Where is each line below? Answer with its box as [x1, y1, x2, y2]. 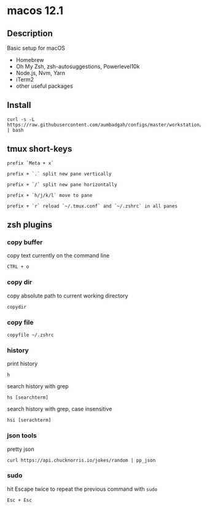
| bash [7, 127, 24, 133]
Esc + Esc [7, 497, 33, 503]
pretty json [7, 445, 34, 453]
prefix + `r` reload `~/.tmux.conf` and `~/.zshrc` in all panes [7, 203, 178, 209]
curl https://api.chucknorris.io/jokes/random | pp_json [7, 457, 156, 463]
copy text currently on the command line [7, 252, 110, 260]
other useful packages [15, 82, 73, 90]
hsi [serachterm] [7, 417, 52, 423]
